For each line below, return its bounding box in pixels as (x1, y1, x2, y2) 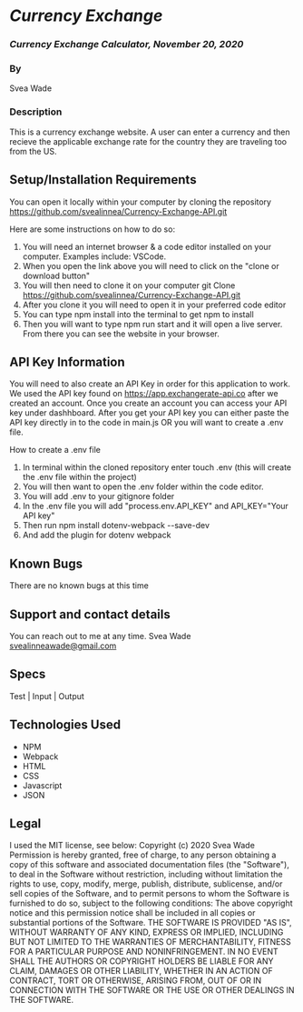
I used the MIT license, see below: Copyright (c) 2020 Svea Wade (9, 840, 256, 851)
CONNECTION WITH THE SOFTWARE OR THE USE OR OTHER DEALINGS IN (9, 985, 295, 996)
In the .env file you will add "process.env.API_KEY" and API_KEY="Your (22, 501, 288, 512)
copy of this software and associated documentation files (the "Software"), (9, 859, 290, 870)
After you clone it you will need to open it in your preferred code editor (22, 299, 287, 310)
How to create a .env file (9, 445, 102, 456)
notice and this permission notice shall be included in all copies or (9, 907, 256, 918)
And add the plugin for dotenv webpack (22, 529, 171, 541)
